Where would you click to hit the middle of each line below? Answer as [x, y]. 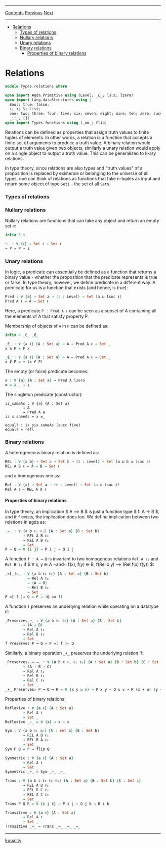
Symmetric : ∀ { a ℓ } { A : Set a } [39, 758]
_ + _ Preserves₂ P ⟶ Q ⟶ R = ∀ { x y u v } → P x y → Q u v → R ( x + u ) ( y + [84, 690]
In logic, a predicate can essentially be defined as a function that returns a [81, 272]
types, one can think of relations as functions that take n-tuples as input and [83, 178]
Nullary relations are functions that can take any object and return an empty [82, 221]
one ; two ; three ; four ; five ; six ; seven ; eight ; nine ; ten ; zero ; [81, 114]
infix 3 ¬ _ [16, 235]
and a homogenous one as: [33, 476]
